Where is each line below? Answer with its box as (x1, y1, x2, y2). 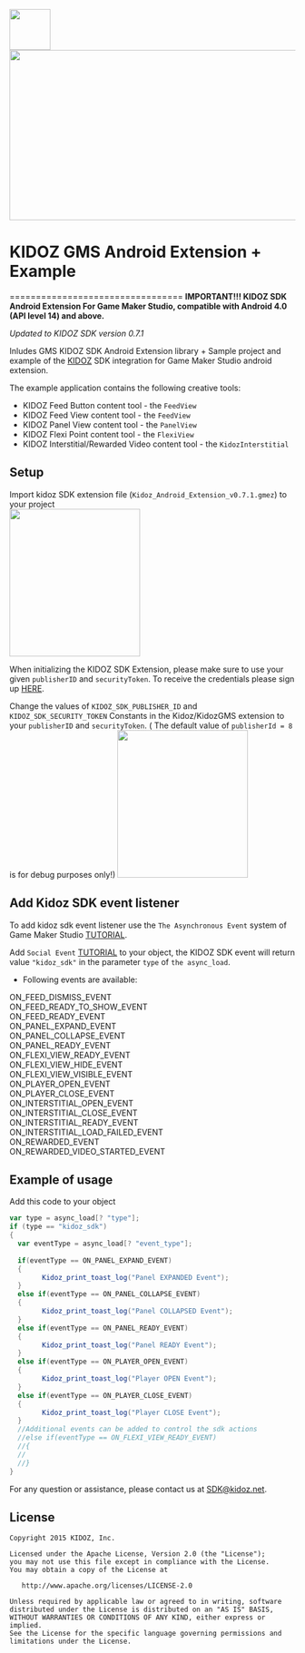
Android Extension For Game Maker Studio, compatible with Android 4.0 (9, 300, 288, 311)
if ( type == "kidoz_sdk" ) (9, 1222, 107, 1232)
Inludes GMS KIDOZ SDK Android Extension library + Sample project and (9, 345, 281, 356)
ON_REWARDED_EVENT (9, 1136, 100, 1147)
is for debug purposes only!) (9, 869, 116, 880)
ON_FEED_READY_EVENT (9, 1010, 106, 1021)
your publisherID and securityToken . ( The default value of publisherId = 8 (9, 720, 293, 731)
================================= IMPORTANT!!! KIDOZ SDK (9, 290, 288, 301)
